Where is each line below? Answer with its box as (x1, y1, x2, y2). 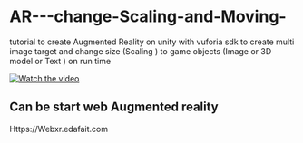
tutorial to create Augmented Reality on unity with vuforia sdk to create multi (9, 36, 295, 47)
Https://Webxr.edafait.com (9, 123, 109, 134)
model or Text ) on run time (9, 55, 112, 66)
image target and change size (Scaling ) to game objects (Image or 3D (9, 45, 272, 56)
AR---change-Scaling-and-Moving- (9, 6, 288, 27)
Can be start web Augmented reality (9, 100, 220, 115)
